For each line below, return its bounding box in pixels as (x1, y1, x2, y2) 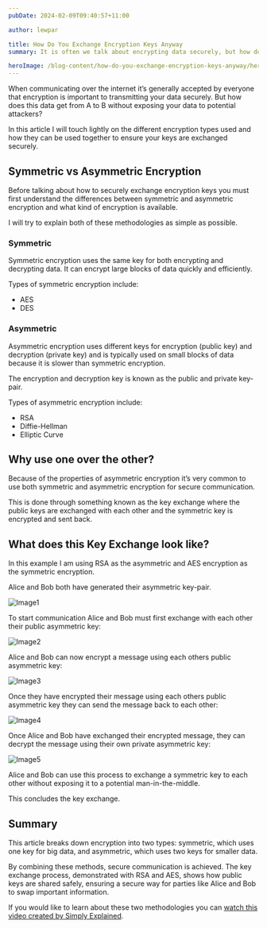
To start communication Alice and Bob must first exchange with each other (8, 613, 253, 623)
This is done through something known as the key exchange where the (8, 497, 241, 507)
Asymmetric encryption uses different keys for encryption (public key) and (8, 341, 253, 350)
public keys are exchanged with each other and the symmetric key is (8, 506, 233, 516)
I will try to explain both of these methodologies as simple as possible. (8, 218, 238, 227)
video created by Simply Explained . (8, 911, 124, 920)
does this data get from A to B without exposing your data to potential (8, 101, 236, 110)
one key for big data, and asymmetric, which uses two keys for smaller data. (8, 846, 258, 856)
